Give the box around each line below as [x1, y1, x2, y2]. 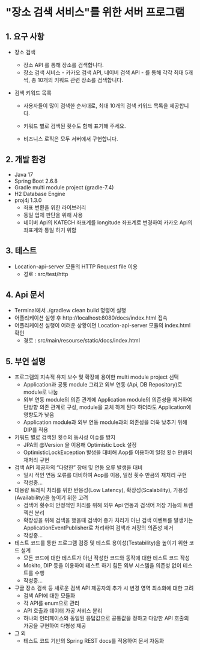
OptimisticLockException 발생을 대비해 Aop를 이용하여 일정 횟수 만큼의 [23, 449, 193, 456]
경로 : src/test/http [23, 270, 68, 277]
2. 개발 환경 [5, 154, 46, 165]
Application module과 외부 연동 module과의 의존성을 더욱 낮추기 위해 [23, 418, 187, 426]
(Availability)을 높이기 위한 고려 [14, 494, 88, 501]
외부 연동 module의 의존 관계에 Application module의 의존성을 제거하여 [23, 396, 193, 403]
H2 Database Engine [14, 190, 65, 197]
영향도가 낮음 [23, 411, 55, 418]
